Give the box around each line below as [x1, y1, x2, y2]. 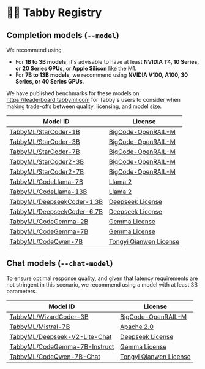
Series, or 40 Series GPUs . [15, 78, 84, 85]
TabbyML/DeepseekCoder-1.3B [9, 198, 103, 206]
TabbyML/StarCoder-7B [9, 147, 80, 156]
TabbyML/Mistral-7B [9, 322, 70, 331]
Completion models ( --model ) [6, 30, 119, 41]
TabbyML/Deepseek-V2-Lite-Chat [9, 332, 112, 341]
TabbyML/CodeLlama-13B [9, 187, 88, 196]
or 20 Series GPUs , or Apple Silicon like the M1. [15, 64, 136, 72]
